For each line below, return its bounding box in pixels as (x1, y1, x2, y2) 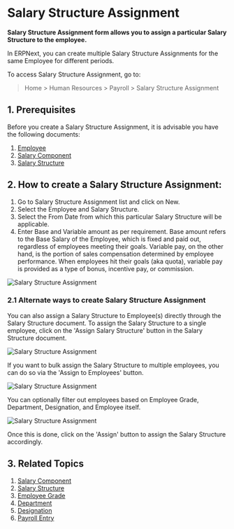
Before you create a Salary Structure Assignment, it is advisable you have (7, 123, 219, 131)
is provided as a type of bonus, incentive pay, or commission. (17, 264, 194, 273)
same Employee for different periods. (7, 56, 115, 64)
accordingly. (7, 437, 43, 446)
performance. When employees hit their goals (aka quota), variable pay (17, 257, 223, 266)
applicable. (17, 219, 50, 228)
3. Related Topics (7, 458, 84, 470)
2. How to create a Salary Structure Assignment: (7, 179, 222, 191)
